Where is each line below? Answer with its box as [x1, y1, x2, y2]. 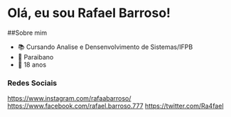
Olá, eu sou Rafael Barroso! [7, 5, 171, 21]
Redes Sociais [7, 78, 58, 88]
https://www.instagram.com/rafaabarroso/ [7, 94, 131, 103]
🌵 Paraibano [17, 52, 54, 61]
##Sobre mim [7, 28, 48, 37]
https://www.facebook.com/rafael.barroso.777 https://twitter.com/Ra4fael [7, 101, 224, 111]
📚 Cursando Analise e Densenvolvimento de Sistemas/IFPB [17, 43, 193, 51]
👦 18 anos [17, 60, 47, 69]
